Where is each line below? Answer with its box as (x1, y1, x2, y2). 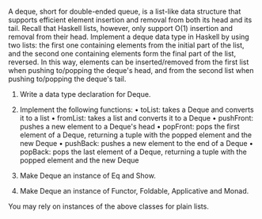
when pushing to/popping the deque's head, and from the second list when (8, 66, 254, 75)
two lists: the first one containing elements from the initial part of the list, (8, 40, 245, 50)
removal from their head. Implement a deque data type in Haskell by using (8, 32, 249, 41)
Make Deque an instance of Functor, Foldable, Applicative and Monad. (19, 186, 249, 195)
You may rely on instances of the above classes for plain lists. (8, 202, 210, 211)
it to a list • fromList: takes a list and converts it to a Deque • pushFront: (19, 113, 254, 122)
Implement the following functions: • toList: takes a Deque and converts (19, 105, 255, 114)
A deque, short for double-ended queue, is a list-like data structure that (8, 7, 241, 16)
